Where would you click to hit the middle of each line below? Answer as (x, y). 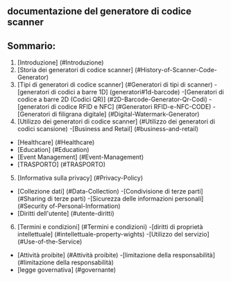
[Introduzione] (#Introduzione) (60, 62)
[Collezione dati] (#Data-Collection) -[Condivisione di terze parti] (110, 191)
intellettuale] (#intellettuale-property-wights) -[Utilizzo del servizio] (113, 235)
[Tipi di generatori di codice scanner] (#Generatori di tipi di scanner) (115, 85)
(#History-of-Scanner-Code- (176, 70)
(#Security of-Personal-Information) (69, 206)
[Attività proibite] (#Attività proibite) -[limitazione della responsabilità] (116, 255)
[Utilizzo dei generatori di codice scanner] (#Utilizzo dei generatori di (116, 121)
